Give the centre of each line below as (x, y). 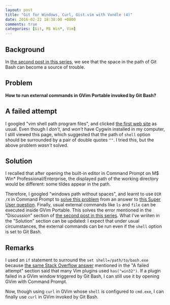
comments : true (21, 24)
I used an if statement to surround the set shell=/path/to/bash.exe (77, 260)
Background (25, 50)
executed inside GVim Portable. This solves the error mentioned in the (78, 210)
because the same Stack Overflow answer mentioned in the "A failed (77, 265)
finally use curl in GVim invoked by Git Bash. (52, 297)
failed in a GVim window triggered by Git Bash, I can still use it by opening (82, 276)
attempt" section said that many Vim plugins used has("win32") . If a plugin (83, 271)
